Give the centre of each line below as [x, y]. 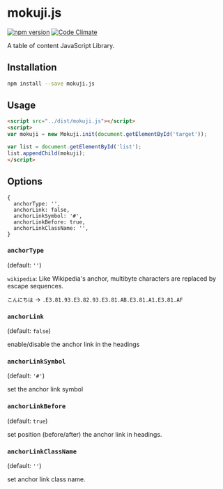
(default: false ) [29, 331]
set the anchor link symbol [45, 389]
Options [25, 181]
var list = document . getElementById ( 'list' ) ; [74, 147]
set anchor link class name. [46, 479]
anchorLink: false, [42, 210]
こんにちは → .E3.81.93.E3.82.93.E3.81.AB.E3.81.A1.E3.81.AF [95, 299]
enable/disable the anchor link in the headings [74, 344]
